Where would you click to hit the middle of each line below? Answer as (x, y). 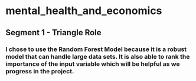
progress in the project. (40, 71)
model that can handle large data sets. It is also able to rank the (98, 56)
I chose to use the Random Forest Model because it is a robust (96, 49)
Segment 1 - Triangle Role (53, 33)
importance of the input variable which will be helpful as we (93, 64)
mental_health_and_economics (84, 11)
